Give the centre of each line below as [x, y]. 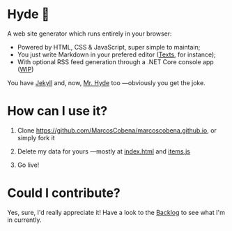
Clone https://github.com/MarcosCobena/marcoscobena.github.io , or [117, 130]
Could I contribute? [64, 193]
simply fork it [36, 137]
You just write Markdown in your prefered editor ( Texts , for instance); [116, 54]
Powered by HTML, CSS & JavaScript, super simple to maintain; [109, 47]
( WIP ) [25, 69]
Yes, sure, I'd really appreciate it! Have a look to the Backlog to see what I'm [116, 212]
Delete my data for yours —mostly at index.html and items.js [103, 151]
